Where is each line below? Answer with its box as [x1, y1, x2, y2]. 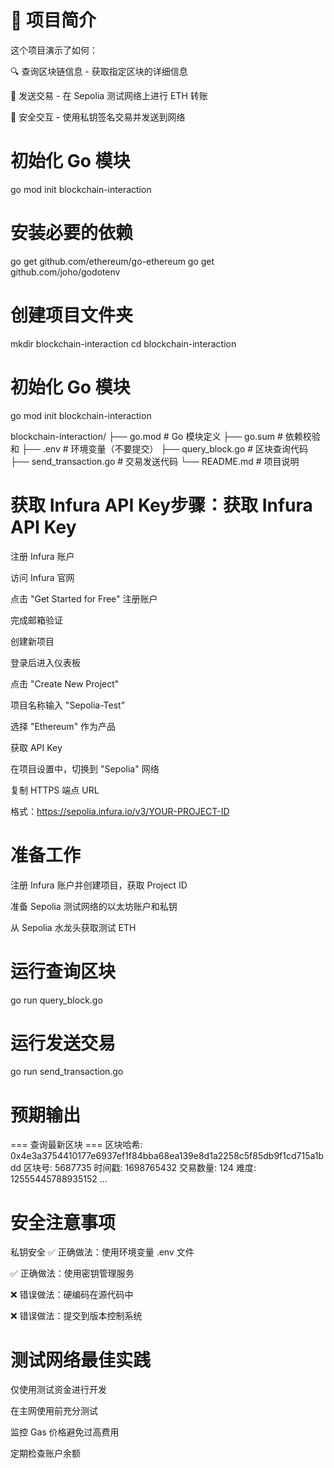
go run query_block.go [10, 994, 103, 1006]
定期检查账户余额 [10, 1447, 81, 1460]
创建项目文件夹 [10, 304, 134, 326]
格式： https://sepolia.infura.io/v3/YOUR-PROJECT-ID [10, 805, 230, 817]
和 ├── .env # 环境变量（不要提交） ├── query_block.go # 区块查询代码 [10, 442, 309, 455]
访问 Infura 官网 [10, 571, 75, 583]
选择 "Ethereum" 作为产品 [10, 720, 117, 732]
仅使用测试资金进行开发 [10, 1384, 107, 1396]
